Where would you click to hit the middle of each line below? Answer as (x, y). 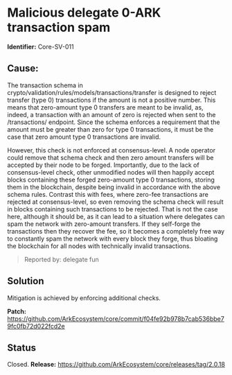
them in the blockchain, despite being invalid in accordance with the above (114, 187)
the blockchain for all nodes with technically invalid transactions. (99, 246)
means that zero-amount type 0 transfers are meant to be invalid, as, (105, 107)
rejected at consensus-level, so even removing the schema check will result (115, 202)
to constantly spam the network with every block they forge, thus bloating (113, 238)
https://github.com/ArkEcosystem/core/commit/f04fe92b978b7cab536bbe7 (116, 319)
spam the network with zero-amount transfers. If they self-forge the (104, 224)
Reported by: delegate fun (61, 259)
